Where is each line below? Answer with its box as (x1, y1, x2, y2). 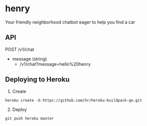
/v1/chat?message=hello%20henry (19, 61, 91, 67)
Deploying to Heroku (5, 76, 70, 84)
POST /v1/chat (5, 46, 35, 52)
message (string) (12, 56, 47, 62)
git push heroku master (5, 116, 54, 121)
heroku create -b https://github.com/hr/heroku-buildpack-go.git (5, 98, 142, 103)
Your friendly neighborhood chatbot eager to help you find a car (5, 19, 136, 25)
